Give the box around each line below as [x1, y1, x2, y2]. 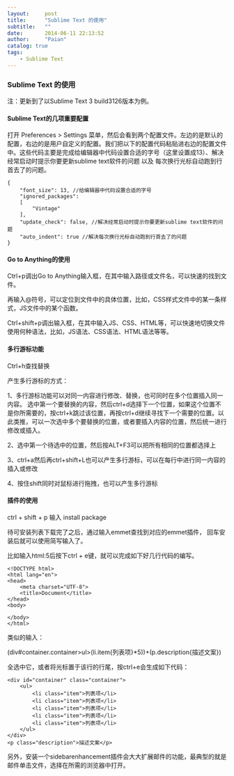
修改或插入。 [7, 426, 44, 434]
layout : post [7, 10, 58, 17]
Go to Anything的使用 [7, 255, 71, 263]
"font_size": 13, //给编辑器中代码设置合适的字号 [19, 187, 152, 194]
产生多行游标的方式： [7, 377, 68, 385]
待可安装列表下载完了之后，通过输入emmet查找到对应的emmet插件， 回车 [7, 528, 219, 536]
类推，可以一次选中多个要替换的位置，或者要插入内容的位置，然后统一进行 [13, 417, 227, 425]
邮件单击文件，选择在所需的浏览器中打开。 [7, 761, 130, 769]
